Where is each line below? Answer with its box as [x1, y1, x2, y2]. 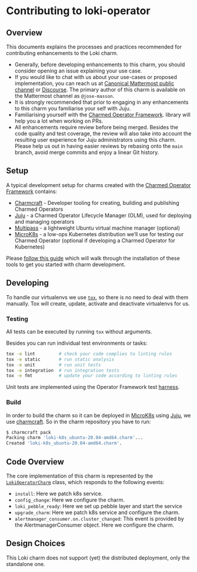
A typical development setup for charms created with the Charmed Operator [6, 181, 191, 188]
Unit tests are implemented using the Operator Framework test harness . [6, 384, 180, 391]
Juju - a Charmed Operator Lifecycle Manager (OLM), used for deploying [14, 211, 192, 219]
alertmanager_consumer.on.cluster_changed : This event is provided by [14, 515, 184, 522]
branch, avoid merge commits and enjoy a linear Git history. [14, 149, 159, 156]
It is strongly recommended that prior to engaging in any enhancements [14, 99, 189, 106]
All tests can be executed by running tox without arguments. [6, 328, 152, 335]
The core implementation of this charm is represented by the [6, 472, 153, 479]
